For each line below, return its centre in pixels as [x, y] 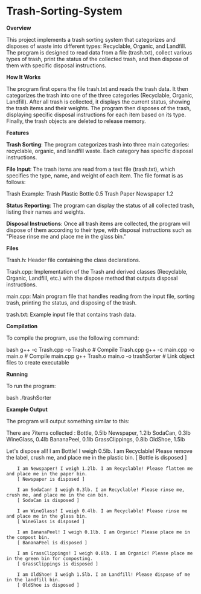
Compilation [22, 326]
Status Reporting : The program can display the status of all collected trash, [101, 205]
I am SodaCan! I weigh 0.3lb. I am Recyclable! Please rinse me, [101, 490]
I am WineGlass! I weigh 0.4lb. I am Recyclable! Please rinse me [102, 511]
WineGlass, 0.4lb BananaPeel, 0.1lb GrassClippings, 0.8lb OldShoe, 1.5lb [96, 439]
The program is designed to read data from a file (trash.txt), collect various [99, 52]
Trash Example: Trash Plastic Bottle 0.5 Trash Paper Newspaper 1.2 [90, 193]
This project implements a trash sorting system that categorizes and [91, 39]
